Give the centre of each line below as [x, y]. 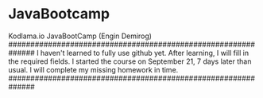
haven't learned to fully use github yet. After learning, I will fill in [145, 53]
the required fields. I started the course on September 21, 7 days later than [130, 61]
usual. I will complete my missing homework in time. [93, 69]
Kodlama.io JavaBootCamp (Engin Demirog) [80, 36]
